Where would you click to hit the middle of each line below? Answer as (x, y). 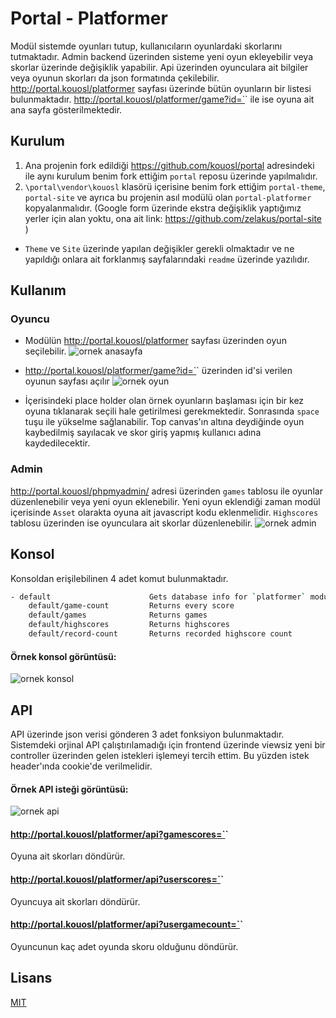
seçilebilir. (45, 351)
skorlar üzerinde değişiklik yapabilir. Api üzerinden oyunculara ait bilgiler (159, 67)
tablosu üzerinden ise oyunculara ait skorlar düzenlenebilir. (131, 523)
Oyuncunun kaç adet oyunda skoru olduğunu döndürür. (124, 946)
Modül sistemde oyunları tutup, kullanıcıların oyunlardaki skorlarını (146, 46)
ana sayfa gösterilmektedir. (66, 109)
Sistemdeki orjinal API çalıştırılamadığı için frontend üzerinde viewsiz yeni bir (168, 744)
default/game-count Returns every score (131, 606)
